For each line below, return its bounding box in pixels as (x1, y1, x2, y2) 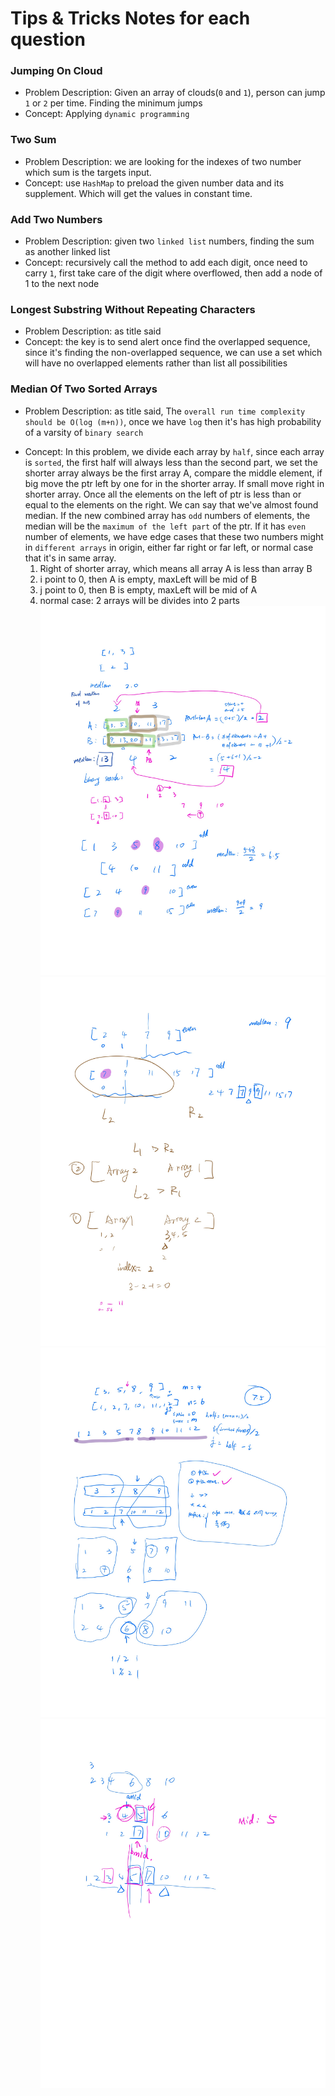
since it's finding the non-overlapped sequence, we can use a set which (24, 347, 323, 359)
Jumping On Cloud (10, 64, 103, 78)
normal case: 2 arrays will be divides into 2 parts (39, 594, 240, 606)
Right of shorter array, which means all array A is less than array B (39, 562, 313, 574)
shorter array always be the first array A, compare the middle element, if (24, 467, 323, 479)
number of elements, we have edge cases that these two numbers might (24, 530, 324, 542)
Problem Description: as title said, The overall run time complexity (24, 405, 306, 417)
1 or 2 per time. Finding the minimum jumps (24, 97, 203, 109)
